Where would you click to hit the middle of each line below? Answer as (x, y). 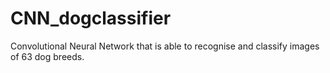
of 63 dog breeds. (47, 56)
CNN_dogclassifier (91, 18)
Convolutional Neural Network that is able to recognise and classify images (165, 46)
